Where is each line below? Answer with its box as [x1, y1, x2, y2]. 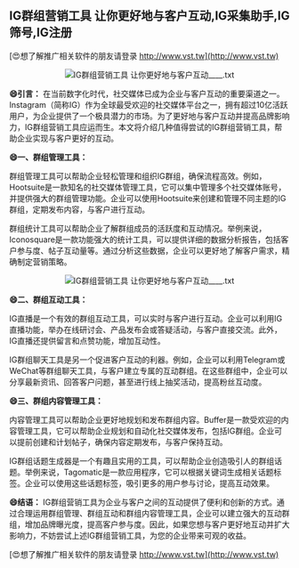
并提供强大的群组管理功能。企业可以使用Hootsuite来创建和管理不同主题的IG [9, 192, 287, 203]
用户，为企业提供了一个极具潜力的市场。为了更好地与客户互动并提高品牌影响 [9, 110, 290, 121]
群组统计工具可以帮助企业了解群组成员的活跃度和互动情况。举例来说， [9, 223, 267, 233]
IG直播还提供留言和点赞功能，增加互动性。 [9, 335, 166, 345]
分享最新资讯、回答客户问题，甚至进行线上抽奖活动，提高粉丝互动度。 [9, 377, 267, 387]
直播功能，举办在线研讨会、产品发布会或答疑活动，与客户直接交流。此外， [9, 324, 282, 335]
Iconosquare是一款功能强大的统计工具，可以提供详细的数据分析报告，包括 [9, 234, 282, 245]
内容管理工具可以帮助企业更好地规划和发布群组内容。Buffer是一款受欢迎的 [9, 414, 282, 425]
